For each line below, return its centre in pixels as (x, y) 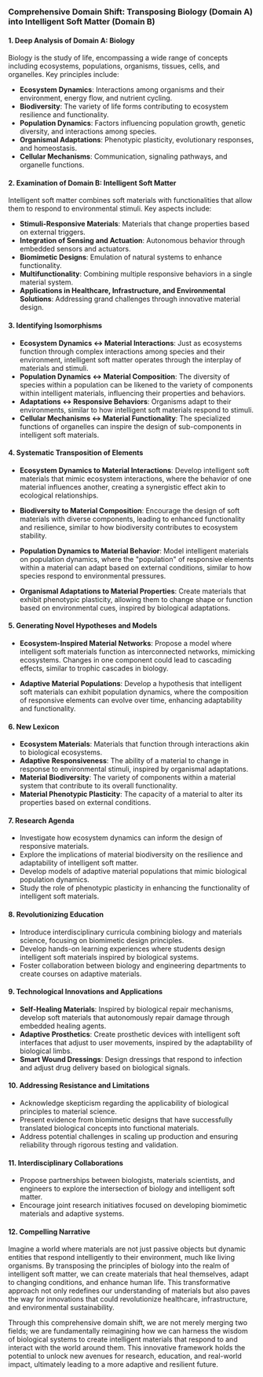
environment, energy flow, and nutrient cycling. (96, 98)
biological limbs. (46, 1051)
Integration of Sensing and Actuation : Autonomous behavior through (132, 241)
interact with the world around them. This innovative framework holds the (127, 1348)
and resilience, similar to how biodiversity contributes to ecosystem (128, 527)
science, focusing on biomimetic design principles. (102, 940)
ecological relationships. (59, 495)
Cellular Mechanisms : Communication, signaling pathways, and (123, 156)
